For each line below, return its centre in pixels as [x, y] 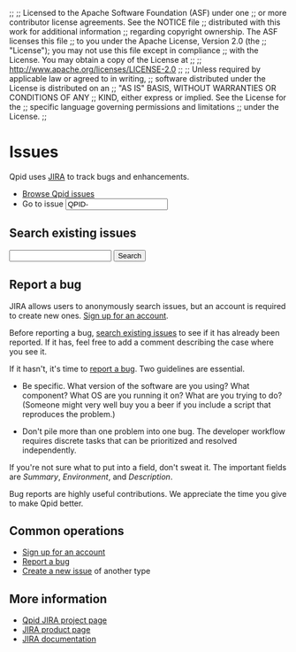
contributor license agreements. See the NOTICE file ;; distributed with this [145, 22]
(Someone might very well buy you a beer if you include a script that [146, 404]
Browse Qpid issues [58, 193]
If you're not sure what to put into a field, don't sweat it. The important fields [148, 467]
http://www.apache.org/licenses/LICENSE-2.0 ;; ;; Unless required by [135, 69]
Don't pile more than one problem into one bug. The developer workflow [153, 431]
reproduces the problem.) [68, 414]
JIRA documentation [59, 639]
